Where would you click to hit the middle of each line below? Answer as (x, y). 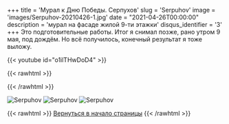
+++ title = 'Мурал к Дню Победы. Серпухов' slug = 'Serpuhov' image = (111, 10)
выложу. (20, 46)
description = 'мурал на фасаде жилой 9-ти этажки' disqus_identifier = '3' (115, 24)
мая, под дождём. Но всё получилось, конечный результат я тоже (105, 39)
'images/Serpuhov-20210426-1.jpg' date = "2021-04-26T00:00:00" (103, 17)
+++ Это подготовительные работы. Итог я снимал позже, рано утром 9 (114, 32)
